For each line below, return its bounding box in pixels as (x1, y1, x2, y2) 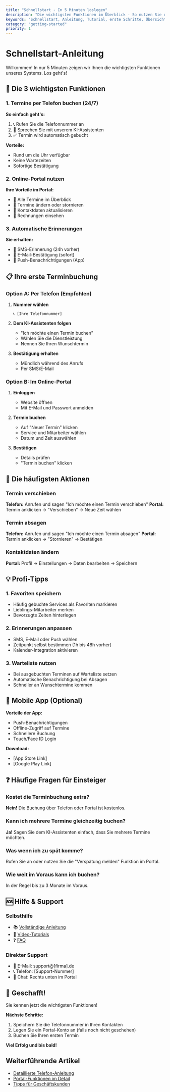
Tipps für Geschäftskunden (13, 1081, 70, 1087)
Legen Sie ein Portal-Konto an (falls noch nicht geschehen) (13, 1027, 136, 1033)
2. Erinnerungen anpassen (6, 625, 72, 632)
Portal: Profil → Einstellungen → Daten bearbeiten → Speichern (6, 560, 138, 566)
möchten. (6, 834, 26, 841)
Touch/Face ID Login (13, 736, 56, 742)
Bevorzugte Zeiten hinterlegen (13, 612, 77, 618)
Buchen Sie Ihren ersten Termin (13, 1032, 79, 1038)
